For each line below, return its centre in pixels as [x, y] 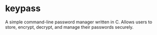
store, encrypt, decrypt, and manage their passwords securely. [69, 27]
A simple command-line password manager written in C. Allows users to [79, 22]
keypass [23, 9]
